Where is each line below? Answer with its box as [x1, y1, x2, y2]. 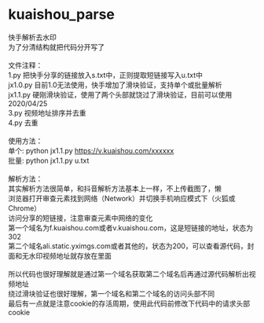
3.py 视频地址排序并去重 [8, 108, 86, 117]
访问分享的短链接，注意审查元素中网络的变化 [8, 213, 153, 222]
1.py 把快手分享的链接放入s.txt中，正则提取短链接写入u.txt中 [8, 70, 203, 79]
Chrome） [8, 203, 42, 213]
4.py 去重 [8, 118, 38, 127]
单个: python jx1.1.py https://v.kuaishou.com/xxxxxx [8, 145, 174, 155]
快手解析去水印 [8, 32, 57, 42]
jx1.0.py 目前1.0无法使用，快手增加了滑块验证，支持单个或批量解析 [8, 80, 222, 90]
